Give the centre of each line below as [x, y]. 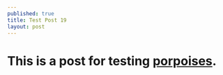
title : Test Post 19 [37, 20]
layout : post [26, 26]
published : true [31, 14]
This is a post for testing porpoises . [112, 61]
